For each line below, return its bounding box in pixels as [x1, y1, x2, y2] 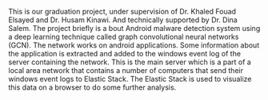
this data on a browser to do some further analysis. [8, 83, 177, 92]
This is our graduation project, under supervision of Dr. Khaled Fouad [8, 7, 237, 16]
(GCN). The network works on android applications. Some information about [8, 40, 260, 50]
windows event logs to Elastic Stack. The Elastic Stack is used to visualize [8, 75, 252, 83]
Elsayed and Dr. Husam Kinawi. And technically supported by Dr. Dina [8, 15, 238, 25]
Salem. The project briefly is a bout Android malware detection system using [8, 24, 261, 33]
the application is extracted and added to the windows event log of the [8, 49, 242, 58]
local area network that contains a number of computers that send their [8, 66, 244, 75]
